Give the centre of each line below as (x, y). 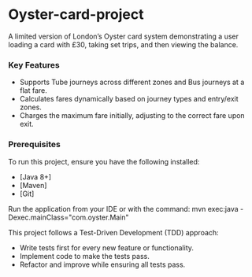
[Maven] (33, 185)
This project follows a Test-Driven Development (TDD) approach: (113, 232)
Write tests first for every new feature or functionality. (107, 247)
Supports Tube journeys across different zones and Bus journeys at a (132, 82)
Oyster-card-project (76, 15)
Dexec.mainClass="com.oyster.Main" (69, 217)
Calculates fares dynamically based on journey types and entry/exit (129, 99)
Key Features (34, 65)
